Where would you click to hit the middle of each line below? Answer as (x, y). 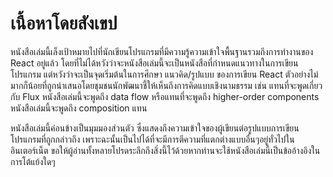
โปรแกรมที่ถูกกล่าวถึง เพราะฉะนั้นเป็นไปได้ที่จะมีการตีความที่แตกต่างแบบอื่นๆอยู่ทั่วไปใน (152, 139)
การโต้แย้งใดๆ (33, 161)
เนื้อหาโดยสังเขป (64, 23)
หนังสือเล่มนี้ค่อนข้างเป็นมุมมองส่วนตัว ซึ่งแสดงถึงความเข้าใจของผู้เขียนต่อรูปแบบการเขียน (155, 128)
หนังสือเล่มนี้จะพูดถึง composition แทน (79, 108)
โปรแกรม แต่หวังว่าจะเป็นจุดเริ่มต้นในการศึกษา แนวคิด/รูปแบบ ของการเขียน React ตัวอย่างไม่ (164, 74)
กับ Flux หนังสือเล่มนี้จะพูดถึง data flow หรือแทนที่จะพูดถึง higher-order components (165, 96)
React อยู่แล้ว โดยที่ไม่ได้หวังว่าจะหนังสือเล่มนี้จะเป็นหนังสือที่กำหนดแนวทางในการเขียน (154, 63)
